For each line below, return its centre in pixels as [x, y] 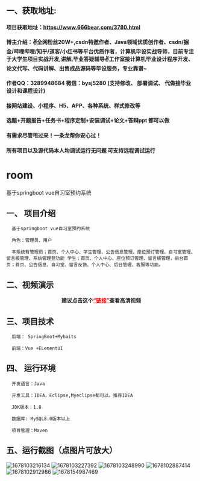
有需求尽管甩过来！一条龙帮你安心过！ [54, 135]
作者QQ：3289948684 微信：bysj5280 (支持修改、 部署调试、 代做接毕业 [99, 83]
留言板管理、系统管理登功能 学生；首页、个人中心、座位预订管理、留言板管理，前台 [95, 259]
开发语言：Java [28, 384]
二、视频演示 [30, 285]
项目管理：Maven [30, 430]
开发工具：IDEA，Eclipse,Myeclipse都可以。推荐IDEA [72, 395]
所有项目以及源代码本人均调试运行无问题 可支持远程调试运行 [81, 150]
